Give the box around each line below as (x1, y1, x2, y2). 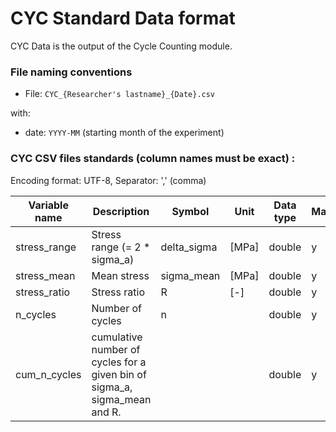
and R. (91, 405, 122, 419)
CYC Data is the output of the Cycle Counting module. (10, 40, 233, 52)
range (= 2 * (91, 240, 151, 254)
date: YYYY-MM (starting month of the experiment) (24, 127, 225, 139)
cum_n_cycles (15, 367, 82, 381)
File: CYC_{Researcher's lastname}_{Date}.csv (24, 88, 216, 100)
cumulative (91, 330, 143, 344)
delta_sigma (160, 240, 218, 254)
